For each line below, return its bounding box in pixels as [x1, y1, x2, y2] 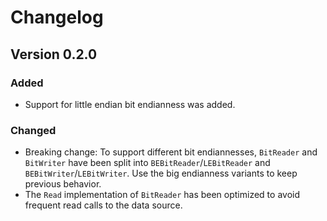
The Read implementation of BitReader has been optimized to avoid [24, 189, 300, 201]
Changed [10, 123, 57, 137]
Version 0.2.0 [10, 46, 98, 63]
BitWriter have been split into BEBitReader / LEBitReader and [24, 157, 271, 169]
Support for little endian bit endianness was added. [24, 98, 236, 110]
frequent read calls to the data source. [24, 199, 183, 211]
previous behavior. [24, 178, 102, 190]
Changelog [10, 6, 104, 29]
